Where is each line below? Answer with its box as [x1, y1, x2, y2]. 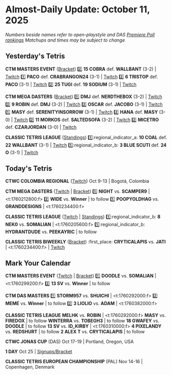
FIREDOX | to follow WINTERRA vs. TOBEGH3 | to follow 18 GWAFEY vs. [5, 317, 160, 324]
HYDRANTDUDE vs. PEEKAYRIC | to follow [5, 229, 97, 235]
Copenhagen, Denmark [5, 364, 55, 370]
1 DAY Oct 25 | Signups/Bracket [5, 348, 72, 355]
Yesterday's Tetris [5, 52, 65, 61]
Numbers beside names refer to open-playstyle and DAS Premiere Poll [5, 31, 155, 38]
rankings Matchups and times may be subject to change [5, 37, 125, 43]
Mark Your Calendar [5, 258, 71, 268]
